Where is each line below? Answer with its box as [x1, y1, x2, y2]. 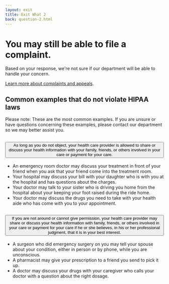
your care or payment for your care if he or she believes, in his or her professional [9, 225, 160, 231]
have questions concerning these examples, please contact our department [5, 121, 162, 128]
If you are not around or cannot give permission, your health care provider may [12, 216, 157, 221]
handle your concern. [5, 71, 50, 77]
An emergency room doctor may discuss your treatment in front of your [12, 163, 161, 169]
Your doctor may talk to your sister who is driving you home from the [12, 184, 155, 190]
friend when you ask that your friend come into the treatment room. [12, 168, 152, 174]
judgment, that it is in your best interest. [48, 230, 121, 235]
